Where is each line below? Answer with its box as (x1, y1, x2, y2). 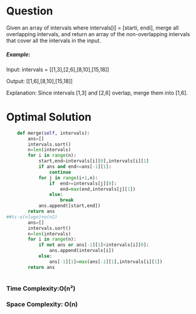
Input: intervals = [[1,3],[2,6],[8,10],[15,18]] (6, 66, 109, 73)
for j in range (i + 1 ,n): (38, 174, 98, 181)
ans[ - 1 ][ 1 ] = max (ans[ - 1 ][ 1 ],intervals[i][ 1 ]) (49, 259, 163, 265)
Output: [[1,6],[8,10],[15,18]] (6, 77, 73, 85)
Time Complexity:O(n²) (6, 284, 76, 292)
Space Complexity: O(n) (6, 300, 78, 309)
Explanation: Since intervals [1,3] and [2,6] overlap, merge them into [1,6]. (6, 89, 188, 96)
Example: (6, 51, 31, 58)
